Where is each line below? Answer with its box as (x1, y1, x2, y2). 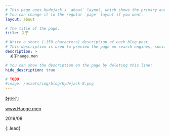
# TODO (5, 77, 19, 82)
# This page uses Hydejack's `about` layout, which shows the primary (5, 7, 157, 13)
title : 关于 (5, 31, 29, 36)
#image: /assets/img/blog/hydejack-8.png (5, 81, 94, 86)
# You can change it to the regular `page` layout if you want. (5, 12, 144, 17)
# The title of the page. (5, 26, 60, 31)
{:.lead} (5, 125, 21, 131)
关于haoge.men (10, 53, 38, 58)
